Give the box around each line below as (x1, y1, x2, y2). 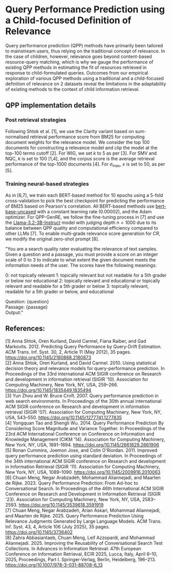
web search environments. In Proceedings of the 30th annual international (5, 398, 162, 404)
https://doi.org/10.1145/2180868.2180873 (5, 354, 91, 360)
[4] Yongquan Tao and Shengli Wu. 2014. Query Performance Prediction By (5, 420, 164, 426)
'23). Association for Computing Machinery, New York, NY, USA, (5, 496, 141, 502)
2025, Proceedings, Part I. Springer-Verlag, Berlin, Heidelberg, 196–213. (5, 556, 156, 562)
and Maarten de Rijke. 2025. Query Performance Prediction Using (5, 512, 144, 519)
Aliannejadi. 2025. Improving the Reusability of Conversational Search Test (5, 540, 163, 546)
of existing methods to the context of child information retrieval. (5, 86, 140, 92)
